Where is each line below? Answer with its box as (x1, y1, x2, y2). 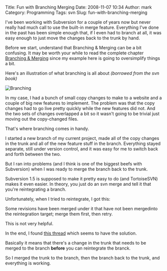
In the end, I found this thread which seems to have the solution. (5, 230, 137, 236)
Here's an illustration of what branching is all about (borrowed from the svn (5, 70, 160, 76)
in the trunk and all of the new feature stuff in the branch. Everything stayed (5, 140, 161, 146)
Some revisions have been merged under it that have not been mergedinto (5, 206, 158, 211)
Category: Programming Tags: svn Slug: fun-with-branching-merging (5, 9, 148, 15)
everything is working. (5, 260, 51, 266)
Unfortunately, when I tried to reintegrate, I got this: (5, 196, 111, 202)
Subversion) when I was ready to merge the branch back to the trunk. (5, 166, 148, 172)
